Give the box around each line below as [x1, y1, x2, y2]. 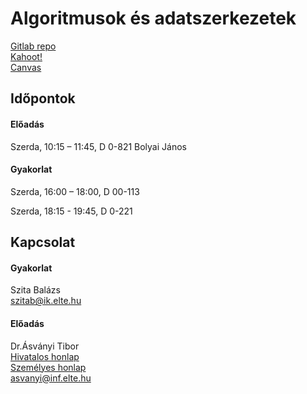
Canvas [10, 61, 42, 73]
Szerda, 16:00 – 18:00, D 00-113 [10, 185, 140, 197]
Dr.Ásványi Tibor [10, 340, 80, 352]
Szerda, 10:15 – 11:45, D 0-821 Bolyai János [10, 140, 187, 152]
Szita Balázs [10, 284, 61, 296]
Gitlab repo [10, 40, 57, 52]
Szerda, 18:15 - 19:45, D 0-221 [10, 205, 133, 217]
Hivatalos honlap [10, 350, 80, 362]
